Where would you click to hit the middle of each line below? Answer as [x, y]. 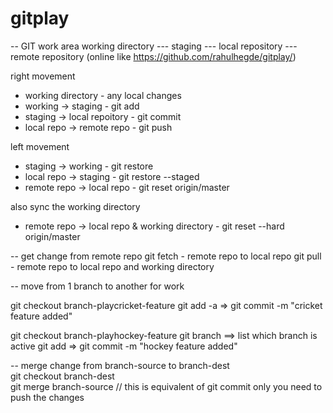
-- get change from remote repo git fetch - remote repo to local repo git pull [166, 256]
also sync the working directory [75, 206]
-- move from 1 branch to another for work [97, 286]
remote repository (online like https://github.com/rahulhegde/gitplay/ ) [153, 56]
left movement [40, 146]
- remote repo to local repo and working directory [112, 266]
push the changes [47, 397]
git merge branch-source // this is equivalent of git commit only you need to [166, 386]
